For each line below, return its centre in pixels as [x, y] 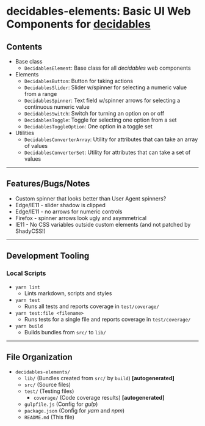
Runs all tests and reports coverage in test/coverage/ [92, 306]
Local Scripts [26, 273]
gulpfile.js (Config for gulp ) [61, 404]
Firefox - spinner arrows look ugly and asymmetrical [81, 218]
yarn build [29, 326]
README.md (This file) [49, 417]
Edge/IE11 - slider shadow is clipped [60, 205]
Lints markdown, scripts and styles [68, 293]
